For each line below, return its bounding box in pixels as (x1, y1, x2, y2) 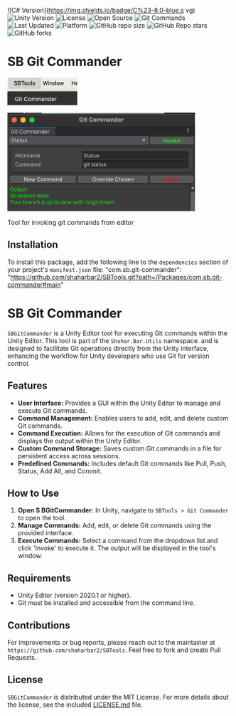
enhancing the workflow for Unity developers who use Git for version (7, 352, 210, 360)
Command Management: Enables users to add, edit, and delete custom (17, 414, 229, 422)
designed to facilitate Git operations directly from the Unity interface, (7, 344, 209, 352)
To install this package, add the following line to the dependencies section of (7, 258, 229, 266)
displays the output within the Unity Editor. (17, 436, 142, 445)
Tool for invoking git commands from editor (7, 218, 134, 226)
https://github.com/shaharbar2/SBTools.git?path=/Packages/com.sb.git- (10, 273, 222, 281)
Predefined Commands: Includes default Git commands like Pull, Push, (17, 459, 227, 468)
